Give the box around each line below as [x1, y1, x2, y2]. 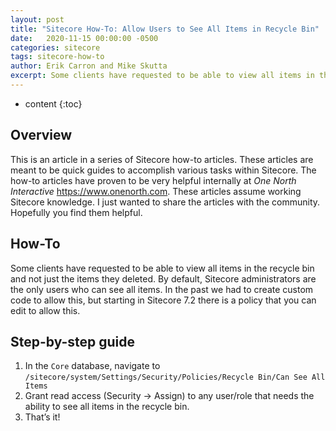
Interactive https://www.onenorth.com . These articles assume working [10, 185, 302, 197]
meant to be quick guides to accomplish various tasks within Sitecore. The [10, 164, 317, 176]
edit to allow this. [10, 304, 81, 316]
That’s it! [24, 411, 61, 423]
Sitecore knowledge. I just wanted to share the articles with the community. [10, 196, 321, 208]
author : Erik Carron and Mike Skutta [10, 61, 168, 71]
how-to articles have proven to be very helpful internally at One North [10, 174, 297, 186]
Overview [10, 127, 73, 144]
